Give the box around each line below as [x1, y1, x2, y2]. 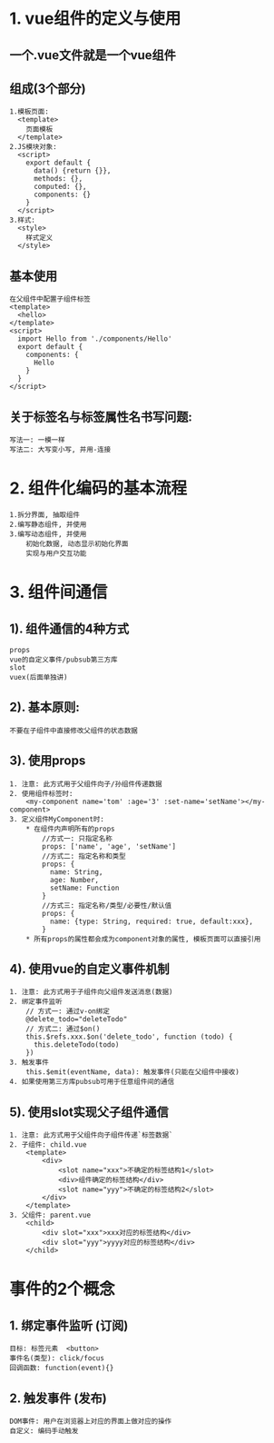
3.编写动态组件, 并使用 [9, 529, 87, 539]
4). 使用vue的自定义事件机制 [9, 960, 170, 977]
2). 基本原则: [9, 700, 80, 715]
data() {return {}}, [33, 166, 112, 175]
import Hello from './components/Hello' [17, 334, 172, 343]
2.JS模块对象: [9, 143, 57, 152]
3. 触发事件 [9, 1058, 50, 1068]
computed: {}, [33, 183, 88, 192]
